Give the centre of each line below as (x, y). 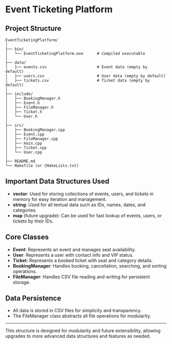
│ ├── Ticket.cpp (26, 148)
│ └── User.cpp (24, 152)
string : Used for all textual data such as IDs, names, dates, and (79, 205)
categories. (25, 210)
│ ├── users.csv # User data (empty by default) (86, 76)
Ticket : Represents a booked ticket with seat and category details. (83, 260)
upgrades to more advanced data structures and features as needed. (78, 336)
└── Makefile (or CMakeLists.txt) (42, 166)
